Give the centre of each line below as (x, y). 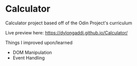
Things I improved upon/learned (39, 42)
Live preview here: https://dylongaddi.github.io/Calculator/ (67, 32)
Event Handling (29, 58)
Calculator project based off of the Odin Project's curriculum (69, 23)
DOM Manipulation (32, 52)
